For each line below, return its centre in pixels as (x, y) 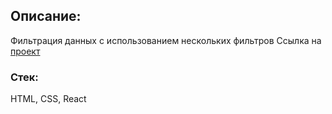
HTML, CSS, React (48, 99)
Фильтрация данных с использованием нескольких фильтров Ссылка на (166, 40)
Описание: (46, 16)
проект (25, 51)
